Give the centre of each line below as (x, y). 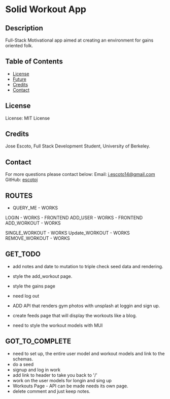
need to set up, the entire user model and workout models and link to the (89, 353)
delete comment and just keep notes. (51, 391)
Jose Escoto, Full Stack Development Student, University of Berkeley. (78, 146)
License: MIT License (27, 118)
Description (24, 28)
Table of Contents (34, 62)
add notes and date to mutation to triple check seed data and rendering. (88, 266)
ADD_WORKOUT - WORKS (33, 223)
